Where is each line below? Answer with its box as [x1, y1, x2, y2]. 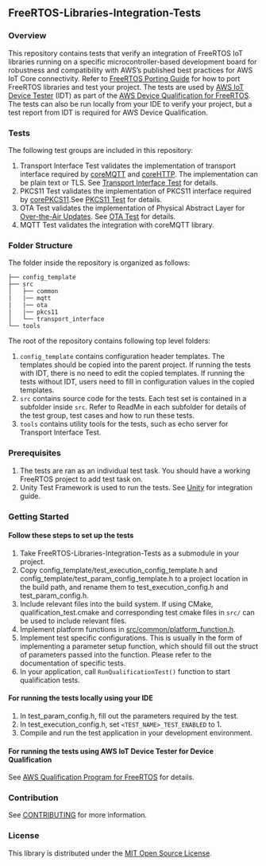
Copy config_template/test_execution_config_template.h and [19, 565, 218, 575]
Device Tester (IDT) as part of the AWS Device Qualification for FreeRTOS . [8, 91, 252, 100]
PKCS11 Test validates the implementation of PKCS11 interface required [19, 186, 252, 196]
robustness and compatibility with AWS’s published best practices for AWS [8, 65, 253, 75]
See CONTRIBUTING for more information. [8, 810, 148, 820]
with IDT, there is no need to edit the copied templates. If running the [19, 369, 245, 378]
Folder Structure [8, 240, 73, 251]
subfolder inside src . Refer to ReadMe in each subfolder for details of [19, 402, 247, 412]
